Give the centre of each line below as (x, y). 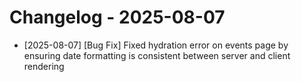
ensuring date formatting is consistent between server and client (157, 55)
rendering (44, 66)
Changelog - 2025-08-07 (117, 17)
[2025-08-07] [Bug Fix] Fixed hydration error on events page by (156, 45)
